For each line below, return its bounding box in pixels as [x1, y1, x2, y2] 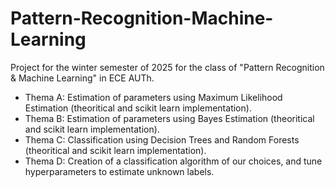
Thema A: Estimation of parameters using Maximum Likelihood [24, 91, 283, 103]
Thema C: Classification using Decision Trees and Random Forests [24, 133, 300, 146]
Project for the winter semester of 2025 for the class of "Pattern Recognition [10, 61, 325, 73]
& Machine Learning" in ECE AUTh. [10, 72, 155, 84]
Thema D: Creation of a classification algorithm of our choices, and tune [24, 155, 323, 167]
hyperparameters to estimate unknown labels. [24, 165, 215, 177]
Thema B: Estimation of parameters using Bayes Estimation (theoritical [24, 112, 315, 124]
